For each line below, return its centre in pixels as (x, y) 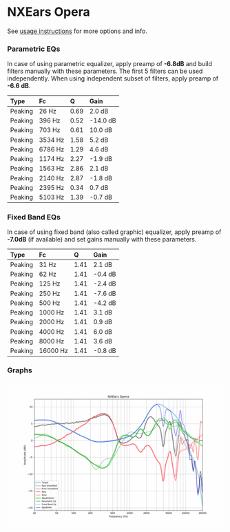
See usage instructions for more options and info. (77, 31)
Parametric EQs (34, 49)
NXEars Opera (49, 12)
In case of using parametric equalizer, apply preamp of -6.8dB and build (109, 64)
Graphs (20, 370)
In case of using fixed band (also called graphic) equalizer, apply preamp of (114, 232)
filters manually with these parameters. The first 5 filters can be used (105, 71)
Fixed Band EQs (34, 217)
